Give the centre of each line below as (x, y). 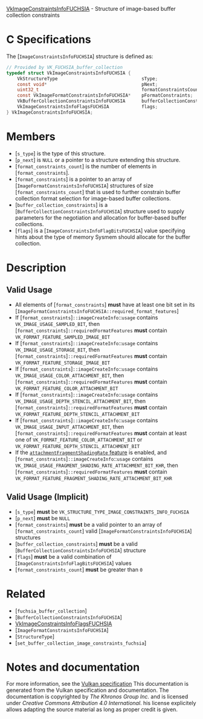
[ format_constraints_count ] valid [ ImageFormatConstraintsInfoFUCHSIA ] (103, 531)
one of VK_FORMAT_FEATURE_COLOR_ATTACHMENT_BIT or (79, 439)
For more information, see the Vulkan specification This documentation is (98, 684)
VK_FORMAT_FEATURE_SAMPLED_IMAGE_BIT (63, 337)
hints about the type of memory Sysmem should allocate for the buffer (103, 237)
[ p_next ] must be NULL (43, 518)
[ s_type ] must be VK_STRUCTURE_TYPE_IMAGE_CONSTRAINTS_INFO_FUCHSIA (102, 512)
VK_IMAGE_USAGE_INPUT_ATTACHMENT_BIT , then (69, 426)
